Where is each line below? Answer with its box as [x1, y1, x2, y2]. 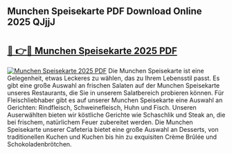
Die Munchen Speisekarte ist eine [108, 67, 204, 75]
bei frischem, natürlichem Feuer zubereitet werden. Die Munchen [7, 118, 193, 126]
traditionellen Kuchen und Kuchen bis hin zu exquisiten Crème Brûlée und [7, 133, 217, 141]
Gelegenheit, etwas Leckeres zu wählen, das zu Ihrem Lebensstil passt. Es [7, 74, 220, 82]
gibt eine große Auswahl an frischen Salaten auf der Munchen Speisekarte [7, 81, 220, 89]
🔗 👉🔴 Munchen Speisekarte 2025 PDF [7, 45, 178, 57]
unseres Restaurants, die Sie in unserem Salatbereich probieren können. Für [7, 89, 224, 97]
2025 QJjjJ [7, 17, 55, 28]
